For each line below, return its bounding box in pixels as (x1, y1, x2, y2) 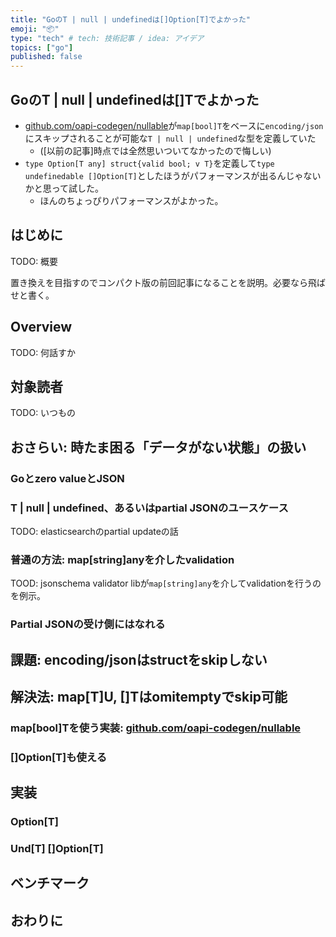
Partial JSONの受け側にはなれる (10, 617, 166, 631)
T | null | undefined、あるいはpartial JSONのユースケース (10, 501, 289, 515)
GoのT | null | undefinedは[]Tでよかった (10, 91, 260, 108)
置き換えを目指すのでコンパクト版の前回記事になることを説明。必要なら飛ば (10, 276, 326, 288)
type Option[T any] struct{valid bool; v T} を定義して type (24, 157, 275, 169)
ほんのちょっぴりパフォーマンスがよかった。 (39, 194, 224, 206)
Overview (10, 319, 73, 336)
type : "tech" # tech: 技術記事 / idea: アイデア (10, 33, 205, 43)
